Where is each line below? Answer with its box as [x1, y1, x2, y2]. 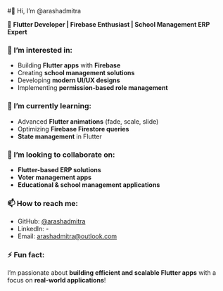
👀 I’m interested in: [7, 45, 72, 55]
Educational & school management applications [17, 180, 160, 189]
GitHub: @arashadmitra [17, 217, 86, 226]
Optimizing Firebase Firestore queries [17, 124, 129, 133]
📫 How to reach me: [7, 198, 79, 208]
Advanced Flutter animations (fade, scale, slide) [17, 117, 159, 126]
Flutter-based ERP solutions [17, 165, 102, 174]
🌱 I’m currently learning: [7, 101, 91, 111]
